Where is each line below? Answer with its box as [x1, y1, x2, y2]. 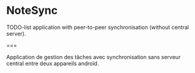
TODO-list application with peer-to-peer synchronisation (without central [6, 24, 189, 31]
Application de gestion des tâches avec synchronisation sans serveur [6, 53, 181, 60]
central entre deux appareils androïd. [6, 60, 99, 67]
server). [6, 30, 26, 37]
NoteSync [6, 4, 58, 17]
